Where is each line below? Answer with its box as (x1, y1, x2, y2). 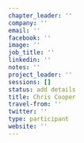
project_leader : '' (8, 71, 73, 79)
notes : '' (8, 64, 41, 71)
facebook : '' (8, 33, 52, 42)
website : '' (8, 122, 48, 130)
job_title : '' (8, 48, 55, 56)
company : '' (8, 19, 48, 27)
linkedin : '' (8, 56, 52, 64)
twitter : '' (8, 108, 48, 116)
